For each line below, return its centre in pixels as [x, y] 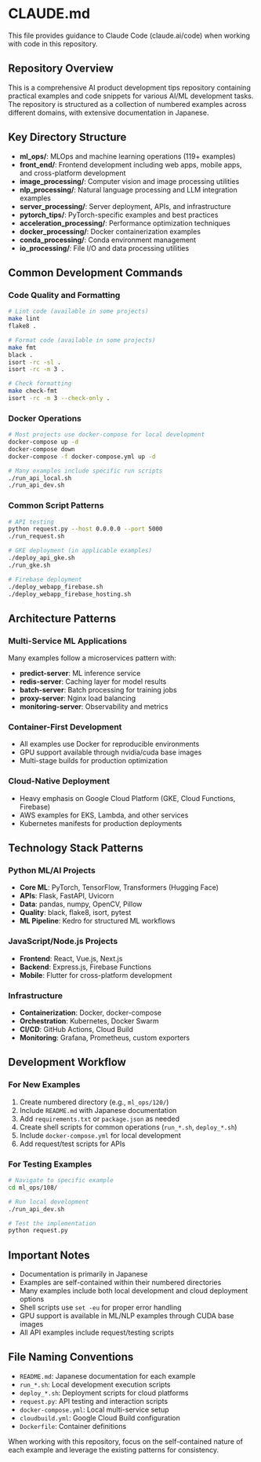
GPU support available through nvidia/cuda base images [111, 752]
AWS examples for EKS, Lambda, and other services [104, 815]
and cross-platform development [72, 173]
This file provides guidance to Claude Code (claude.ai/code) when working [129, 35]
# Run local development [49, 1202]
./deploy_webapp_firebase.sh [56, 586]
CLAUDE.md [49, 14]
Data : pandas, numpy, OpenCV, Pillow [81, 904]
